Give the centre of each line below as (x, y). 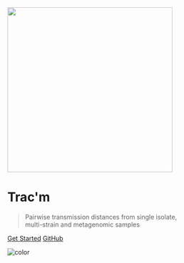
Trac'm (29, 197)
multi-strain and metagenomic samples (82, 225)
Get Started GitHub (35, 238)
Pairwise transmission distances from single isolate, (101, 217)
